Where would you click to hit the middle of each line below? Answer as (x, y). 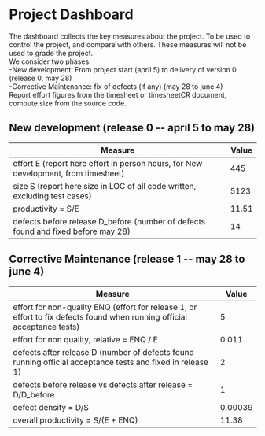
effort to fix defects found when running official (100, 316)
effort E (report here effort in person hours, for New (108, 163)
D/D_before (34, 394)
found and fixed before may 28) (72, 231)
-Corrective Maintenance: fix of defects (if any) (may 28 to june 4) (116, 86)
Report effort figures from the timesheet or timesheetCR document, (118, 94)
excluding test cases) (53, 196)
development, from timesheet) (69, 173)
